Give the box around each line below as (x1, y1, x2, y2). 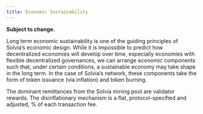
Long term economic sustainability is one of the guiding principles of (6, 37, 178, 44)
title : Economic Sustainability (6, 8, 88, 15)
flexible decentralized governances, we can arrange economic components (6, 56, 196, 64)
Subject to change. (6, 25, 56, 33)
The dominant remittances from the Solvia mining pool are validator (6, 87, 175, 95)
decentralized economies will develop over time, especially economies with (6, 50, 196, 58)
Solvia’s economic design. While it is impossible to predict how (6, 44, 163, 51)
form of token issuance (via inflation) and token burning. (6, 76, 147, 83)
